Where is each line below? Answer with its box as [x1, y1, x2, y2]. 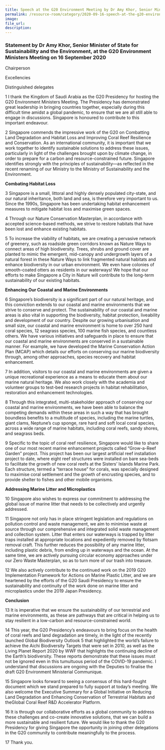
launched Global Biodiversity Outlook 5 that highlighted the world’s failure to [5, 638, 159, 644]
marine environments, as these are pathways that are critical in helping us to [5, 612, 160, 618]
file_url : [5, 21, 26, 26]
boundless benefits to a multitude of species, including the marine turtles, [5, 415, 154, 421]
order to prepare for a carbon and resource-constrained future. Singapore [5, 156, 155, 161]
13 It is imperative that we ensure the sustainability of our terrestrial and [5, 607, 150, 613]
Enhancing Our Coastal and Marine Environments [5, 287, 108, 293]
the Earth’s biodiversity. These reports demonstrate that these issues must [5, 653, 156, 659]
